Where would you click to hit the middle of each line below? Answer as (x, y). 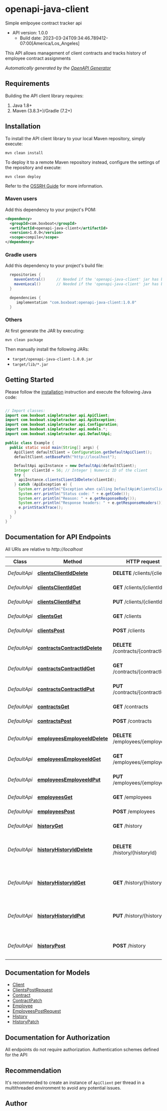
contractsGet (53, 707)
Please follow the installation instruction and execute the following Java (78, 392)
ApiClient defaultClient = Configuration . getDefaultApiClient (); (83, 452)
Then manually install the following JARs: (47, 349)
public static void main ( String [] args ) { (54, 447)
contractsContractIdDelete (70, 648)
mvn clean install (24, 153)
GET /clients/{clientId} (138, 587)
